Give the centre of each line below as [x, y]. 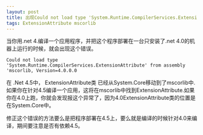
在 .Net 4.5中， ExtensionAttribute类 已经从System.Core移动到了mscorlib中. [101, 83]
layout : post [23, 12]
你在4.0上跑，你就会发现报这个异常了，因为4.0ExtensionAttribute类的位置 [98, 98]
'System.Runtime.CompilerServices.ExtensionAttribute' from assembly [96, 65]
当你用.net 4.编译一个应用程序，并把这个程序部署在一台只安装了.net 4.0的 [98, 41]
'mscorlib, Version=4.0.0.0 [42, 71]
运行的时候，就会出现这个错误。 [57, 48]
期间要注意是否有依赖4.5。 [50, 126]
